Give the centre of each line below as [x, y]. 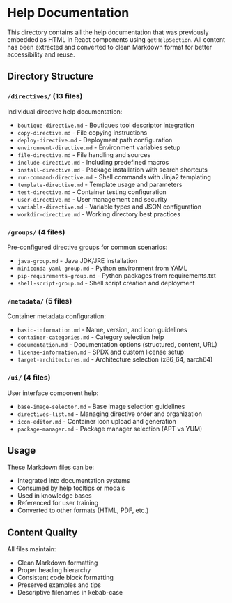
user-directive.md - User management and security [92, 199]
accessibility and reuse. [41, 54]
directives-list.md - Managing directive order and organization [109, 414]
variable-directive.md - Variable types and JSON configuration [109, 207]
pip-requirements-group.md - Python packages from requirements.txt [116, 275]
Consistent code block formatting [65, 578]
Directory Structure [51, 76]
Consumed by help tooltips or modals [71, 488]
